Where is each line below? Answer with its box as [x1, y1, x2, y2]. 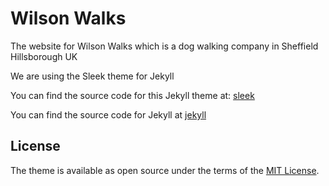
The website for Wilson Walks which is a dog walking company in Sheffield [10, 40, 319, 52]
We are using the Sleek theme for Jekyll [10, 70, 175, 82]
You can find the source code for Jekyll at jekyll [10, 108, 207, 121]
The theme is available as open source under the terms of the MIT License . [10, 164, 320, 176]
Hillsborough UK [10, 50, 78, 62]
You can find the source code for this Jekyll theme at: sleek [10, 89, 255, 101]
